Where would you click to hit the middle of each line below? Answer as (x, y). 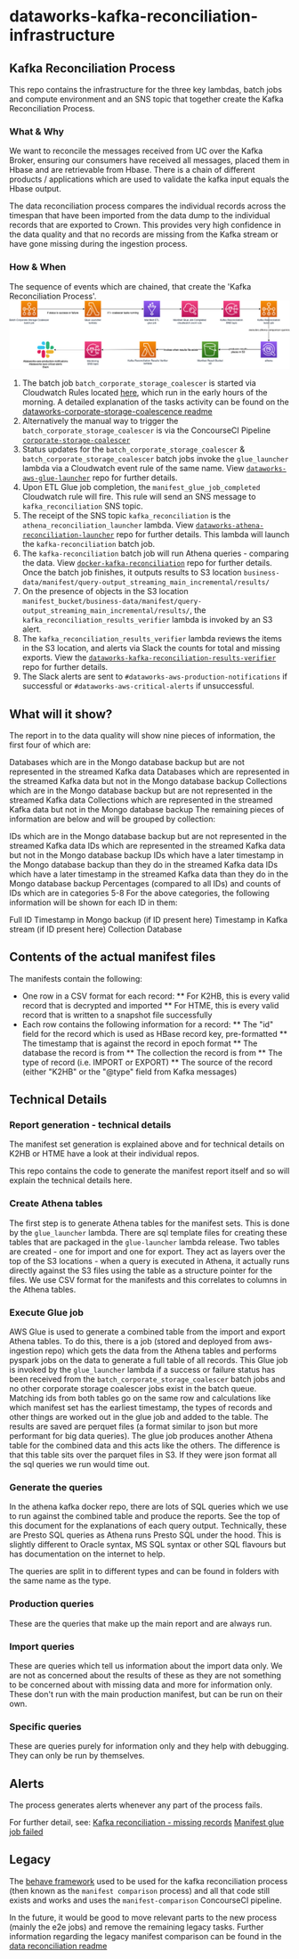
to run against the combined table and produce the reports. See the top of (145, 1516)
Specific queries (45, 1726)
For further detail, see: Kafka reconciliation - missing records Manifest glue (147, 1823)
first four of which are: (50, 745)
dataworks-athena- (230, 526)
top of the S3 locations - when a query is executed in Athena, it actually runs (149, 1261)
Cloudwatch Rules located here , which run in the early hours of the (145, 393)
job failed (26, 1832)
